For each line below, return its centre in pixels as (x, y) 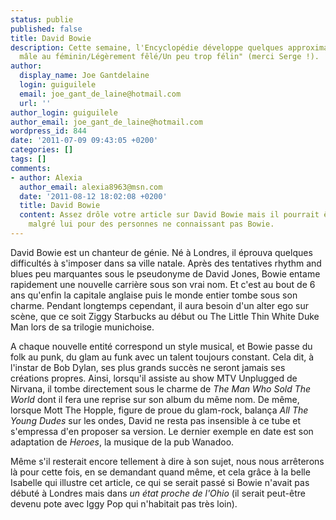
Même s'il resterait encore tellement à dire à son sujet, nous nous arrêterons (167, 461)
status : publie (42, 19)
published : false (46, 29)
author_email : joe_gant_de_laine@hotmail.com (106, 122)
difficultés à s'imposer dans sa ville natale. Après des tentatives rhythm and (166, 263)
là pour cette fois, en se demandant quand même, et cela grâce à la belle (160, 472)
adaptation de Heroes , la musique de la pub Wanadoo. (122, 442)
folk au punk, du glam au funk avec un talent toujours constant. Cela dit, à (162, 357)
